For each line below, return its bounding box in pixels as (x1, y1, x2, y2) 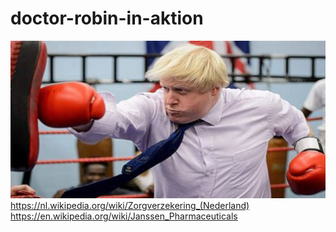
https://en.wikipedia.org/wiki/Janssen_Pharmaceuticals (10, 210, 238, 222)
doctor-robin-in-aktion (10, 7, 204, 30)
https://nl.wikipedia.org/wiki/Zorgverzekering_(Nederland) (10, 199, 250, 211)
